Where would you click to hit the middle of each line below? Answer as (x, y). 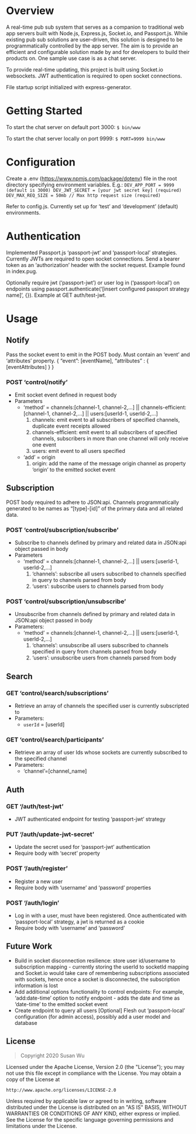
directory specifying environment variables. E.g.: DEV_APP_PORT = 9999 (90, 185)
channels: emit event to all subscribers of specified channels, (106, 420)
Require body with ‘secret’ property (57, 853)
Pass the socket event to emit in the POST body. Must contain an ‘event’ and (98, 354)
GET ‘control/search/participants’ (55, 740)
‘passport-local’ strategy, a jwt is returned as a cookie (79, 922)
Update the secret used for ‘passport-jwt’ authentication (82, 847)
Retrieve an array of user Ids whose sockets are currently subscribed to (101, 753)
